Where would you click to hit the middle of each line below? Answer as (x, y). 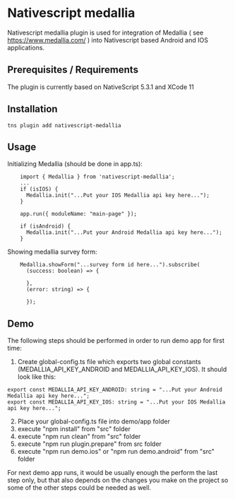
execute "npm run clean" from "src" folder (79, 437)
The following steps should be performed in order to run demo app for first (116, 341)
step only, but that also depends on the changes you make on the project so (118, 480)
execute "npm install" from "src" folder (74, 429)
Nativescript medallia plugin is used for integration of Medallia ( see (106, 33)
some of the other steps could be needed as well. (79, 488)
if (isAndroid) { (46, 227)
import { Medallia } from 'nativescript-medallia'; (97, 177)
